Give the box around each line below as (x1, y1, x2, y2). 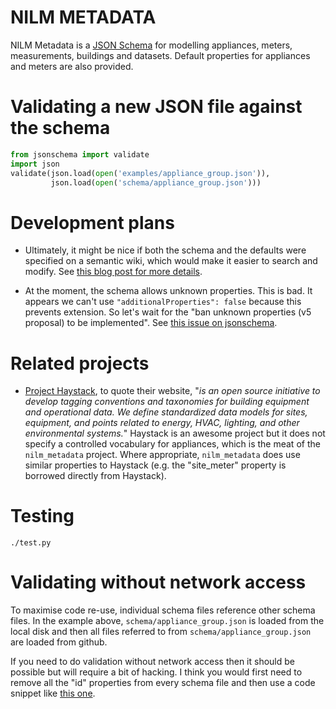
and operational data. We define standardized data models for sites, (24, 406, 308, 418)
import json (10, 159, 60, 169)
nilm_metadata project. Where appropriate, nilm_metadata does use (24, 449, 301, 461)
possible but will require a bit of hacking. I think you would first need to (10, 666, 303, 678)
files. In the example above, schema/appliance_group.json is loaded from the (10, 615, 325, 627)
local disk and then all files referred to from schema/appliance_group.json (10, 626, 312, 638)
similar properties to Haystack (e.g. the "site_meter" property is (24, 459, 287, 471)
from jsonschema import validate (10, 149, 150, 160)
